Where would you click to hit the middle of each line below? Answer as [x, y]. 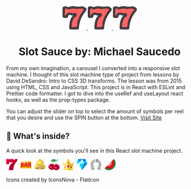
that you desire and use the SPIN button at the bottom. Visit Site [84, 117]
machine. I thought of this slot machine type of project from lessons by [93, 74]
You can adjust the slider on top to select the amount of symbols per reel [95, 111]
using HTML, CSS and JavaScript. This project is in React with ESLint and [96, 87]
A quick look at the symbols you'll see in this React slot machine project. [94, 150]
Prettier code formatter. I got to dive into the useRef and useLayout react [95, 93]
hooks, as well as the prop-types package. [58, 100]
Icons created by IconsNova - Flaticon [53, 179]
